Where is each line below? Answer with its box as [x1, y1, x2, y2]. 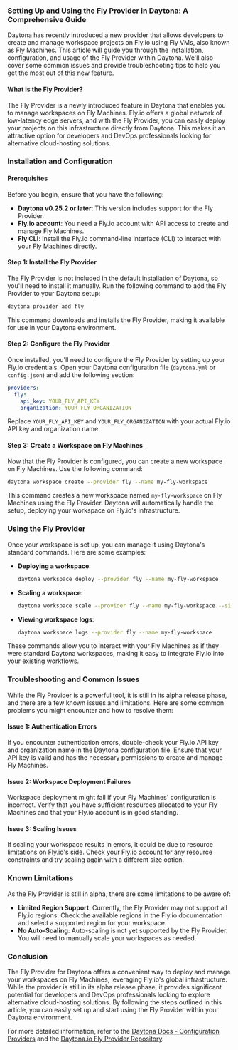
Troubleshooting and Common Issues [7, 674, 140, 684]
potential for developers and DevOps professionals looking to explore [7, 990, 211, 999]
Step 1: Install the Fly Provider [7, 258, 97, 267]
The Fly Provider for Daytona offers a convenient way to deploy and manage [7, 967, 231, 976]
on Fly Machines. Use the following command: [7, 464, 144, 473]
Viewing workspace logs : [17, 615, 94, 624]
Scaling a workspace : [17, 588, 83, 597]
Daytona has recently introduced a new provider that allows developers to [7, 31, 224, 39]
